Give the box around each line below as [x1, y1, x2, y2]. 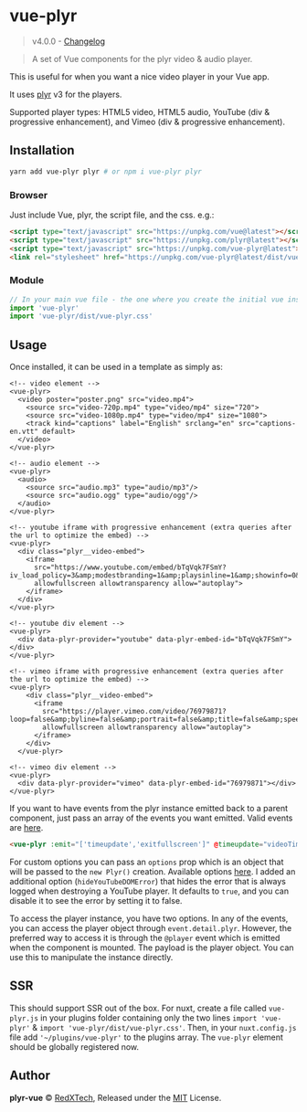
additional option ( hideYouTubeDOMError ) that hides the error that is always [9, 876, 286, 887]
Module [9, 274, 44, 287]
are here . [9, 822, 44, 833]
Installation [9, 143, 75, 158]
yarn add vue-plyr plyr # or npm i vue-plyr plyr [9, 166, 203, 176]
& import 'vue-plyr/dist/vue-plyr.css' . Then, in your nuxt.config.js [31, 1022, 297, 1033]
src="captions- [238, 419, 297, 429]
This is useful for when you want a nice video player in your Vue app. [9, 70, 270, 82]
